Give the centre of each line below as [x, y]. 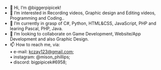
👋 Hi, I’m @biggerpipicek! [35, 8]
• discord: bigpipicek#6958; [38, 62]
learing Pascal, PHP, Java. [36, 29]
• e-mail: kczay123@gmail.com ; [42, 52]
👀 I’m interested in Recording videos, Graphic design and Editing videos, [83, 13]
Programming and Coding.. [37, 18]
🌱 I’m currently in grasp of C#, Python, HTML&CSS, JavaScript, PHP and [83, 23]
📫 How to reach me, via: [35, 45]
